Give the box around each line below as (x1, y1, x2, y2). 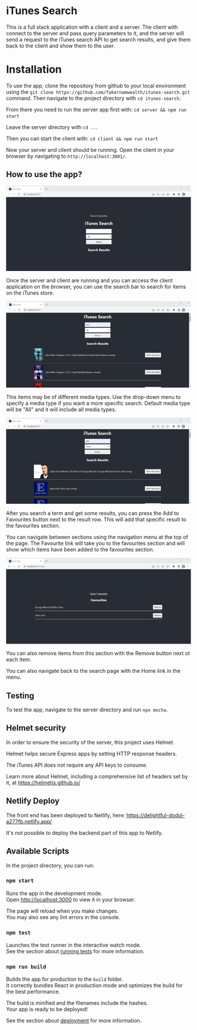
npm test (6, 929, 31, 936)
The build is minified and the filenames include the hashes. (6, 999, 148, 1007)
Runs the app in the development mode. (6, 890, 103, 897)
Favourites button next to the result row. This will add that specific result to (6, 516, 186, 523)
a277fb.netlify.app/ (6, 818, 52, 825)
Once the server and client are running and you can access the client (6, 277, 173, 284)
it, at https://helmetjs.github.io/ (6, 779, 81, 786)
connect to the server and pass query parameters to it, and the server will (6, 29, 184, 36)
